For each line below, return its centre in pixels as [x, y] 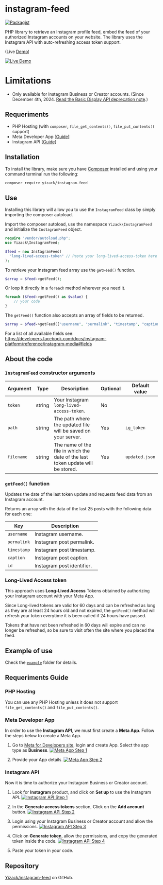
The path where [72, 418]
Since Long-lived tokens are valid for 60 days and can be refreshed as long [80, 606]
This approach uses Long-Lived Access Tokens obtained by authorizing [77, 591]
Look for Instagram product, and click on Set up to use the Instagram [81, 792]
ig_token [135, 428]
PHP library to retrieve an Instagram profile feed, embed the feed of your [78, 32]
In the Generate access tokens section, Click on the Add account [78, 807]
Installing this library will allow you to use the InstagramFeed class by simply [80, 209]
